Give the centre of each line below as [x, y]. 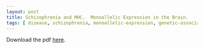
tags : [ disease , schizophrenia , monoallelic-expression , [81, 23]
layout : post [23, 12]
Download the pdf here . [36, 40]
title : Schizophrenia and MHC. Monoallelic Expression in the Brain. [97, 17]
